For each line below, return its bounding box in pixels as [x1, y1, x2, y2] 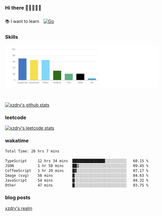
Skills [5, 34, 18, 40]
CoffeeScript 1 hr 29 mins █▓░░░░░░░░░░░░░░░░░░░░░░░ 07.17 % [5, 168, 149, 173]
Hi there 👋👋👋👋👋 [5, 4, 42, 11]
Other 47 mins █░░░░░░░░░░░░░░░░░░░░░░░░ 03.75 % [5, 183, 149, 188]
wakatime [5, 137, 29, 144]
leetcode [5, 114, 27, 121]
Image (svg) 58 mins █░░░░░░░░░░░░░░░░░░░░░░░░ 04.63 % [5, 173, 149, 178]
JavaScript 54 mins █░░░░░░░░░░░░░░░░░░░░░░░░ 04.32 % [5, 178, 149, 183]
